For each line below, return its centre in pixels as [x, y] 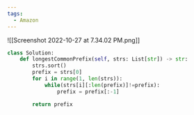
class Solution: [31, 53]
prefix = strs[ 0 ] [57, 72]
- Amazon [26, 20]
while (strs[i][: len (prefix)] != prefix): [102, 85]
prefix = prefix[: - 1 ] [88, 91]
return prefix [52, 104]
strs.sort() [50, 66]
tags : [15, 14]
